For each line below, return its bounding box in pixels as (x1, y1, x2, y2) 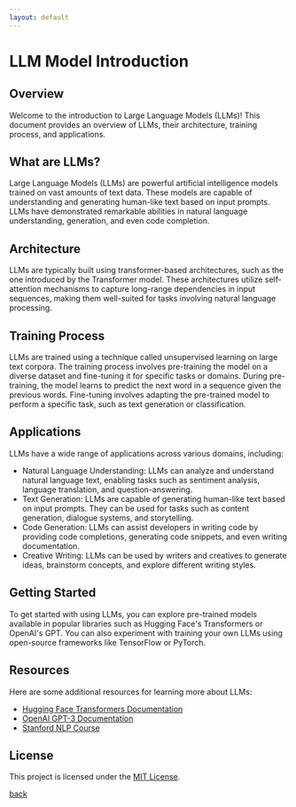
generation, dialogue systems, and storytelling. (21, 512, 194, 523)
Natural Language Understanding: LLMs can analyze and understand (21, 465, 275, 475)
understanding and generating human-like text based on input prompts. (9, 197, 270, 208)
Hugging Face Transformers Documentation (21, 703, 183, 714)
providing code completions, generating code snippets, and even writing (21, 531, 288, 542)
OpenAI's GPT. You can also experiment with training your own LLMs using (9, 627, 284, 639)
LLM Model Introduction (9, 51, 189, 71)
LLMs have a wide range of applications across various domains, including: (9, 448, 284, 458)
